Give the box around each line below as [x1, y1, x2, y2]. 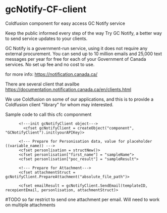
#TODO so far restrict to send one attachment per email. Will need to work [5, 196, 160, 202]
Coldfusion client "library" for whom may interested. [5, 101, 114, 107]
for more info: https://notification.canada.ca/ [5, 71, 98, 77]
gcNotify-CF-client [5, 4, 87, 15]
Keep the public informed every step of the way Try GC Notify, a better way [5, 30, 162, 36]
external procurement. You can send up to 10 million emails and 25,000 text [5, 51, 162, 57]
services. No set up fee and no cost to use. [5, 61, 95, 67]
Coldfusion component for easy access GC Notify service [5, 20, 125, 26]
